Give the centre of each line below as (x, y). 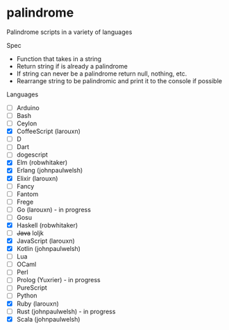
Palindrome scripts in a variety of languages (69, 32)
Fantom (27, 194)
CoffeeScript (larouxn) (49, 131)
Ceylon (27, 123)
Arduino (28, 107)
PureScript (32, 288)
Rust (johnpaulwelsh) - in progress (66, 311)
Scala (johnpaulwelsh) (48, 319)
